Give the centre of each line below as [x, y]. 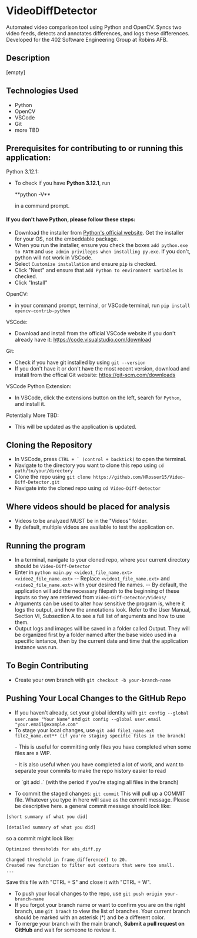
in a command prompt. [42, 206]
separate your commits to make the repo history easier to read [90, 770]
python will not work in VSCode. [54, 258]
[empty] [16, 72]
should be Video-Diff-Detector [52, 566]
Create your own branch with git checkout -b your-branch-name [93, 680]
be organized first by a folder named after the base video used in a [95, 635]
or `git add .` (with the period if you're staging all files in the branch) [96, 782]
